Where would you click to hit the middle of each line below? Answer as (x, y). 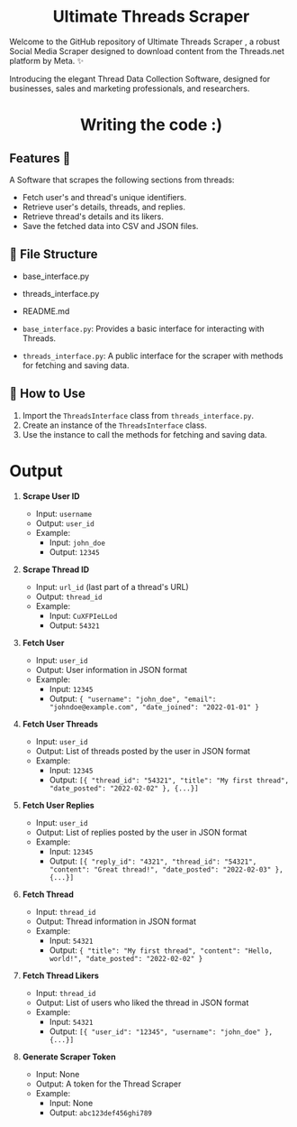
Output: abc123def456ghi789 (101, 1113)
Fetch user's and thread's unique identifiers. (104, 197)
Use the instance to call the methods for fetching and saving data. (144, 434)
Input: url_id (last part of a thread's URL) (112, 587)
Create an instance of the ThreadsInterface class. (114, 425)
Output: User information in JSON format (111, 670)
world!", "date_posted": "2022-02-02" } (126, 958)
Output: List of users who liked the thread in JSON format (142, 1002)
